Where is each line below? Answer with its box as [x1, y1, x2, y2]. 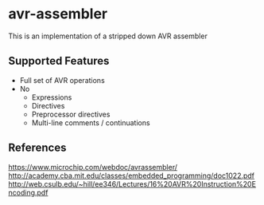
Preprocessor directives [31, 109, 111, 119]
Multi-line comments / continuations [31, 117, 150, 128]
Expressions [31, 93, 72, 102]
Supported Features [8, 54, 110, 68]
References [8, 141, 67, 155]
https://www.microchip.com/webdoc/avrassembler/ [8, 162, 177, 171]
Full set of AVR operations [19, 75, 105, 85]
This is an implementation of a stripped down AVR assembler [8, 31, 208, 41]
